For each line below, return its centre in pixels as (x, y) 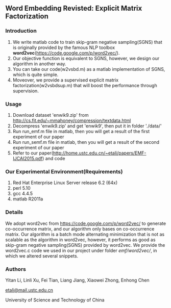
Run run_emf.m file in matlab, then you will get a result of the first (81, 131)
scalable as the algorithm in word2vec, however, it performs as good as (80, 240)
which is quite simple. (35, 74)
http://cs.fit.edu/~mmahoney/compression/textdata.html (72, 120)
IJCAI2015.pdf (28, 158)
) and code (54, 158)
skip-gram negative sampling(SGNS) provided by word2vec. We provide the (85, 245)
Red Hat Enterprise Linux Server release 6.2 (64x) (65, 183)
